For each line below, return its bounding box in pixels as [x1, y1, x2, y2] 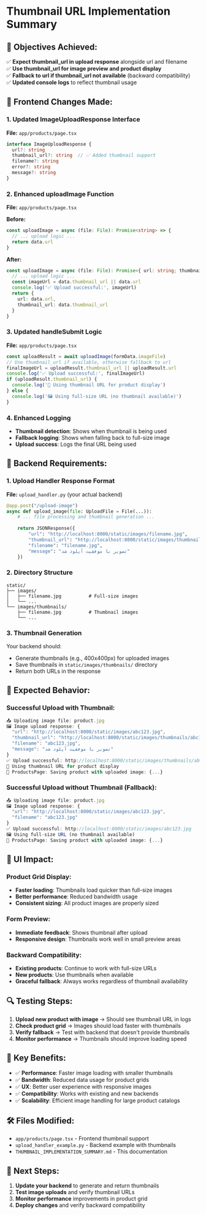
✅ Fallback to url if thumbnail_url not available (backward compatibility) [6, 72, 191, 79]
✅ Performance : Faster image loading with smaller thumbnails [15, 1069, 174, 1076]
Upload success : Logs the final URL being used [15, 440, 137, 448]
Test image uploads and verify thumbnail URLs [15, 1189, 135, 1196]
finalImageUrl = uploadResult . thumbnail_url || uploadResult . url [6, 365, 177, 371]
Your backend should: [6, 642, 62, 650]
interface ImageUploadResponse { [6, 141, 92, 147]
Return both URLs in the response [15, 667, 101, 675]
